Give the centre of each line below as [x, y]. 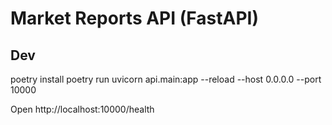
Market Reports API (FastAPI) [134, 18]
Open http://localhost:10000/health [82, 109]
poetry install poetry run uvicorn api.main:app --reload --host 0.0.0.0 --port [166, 79]
